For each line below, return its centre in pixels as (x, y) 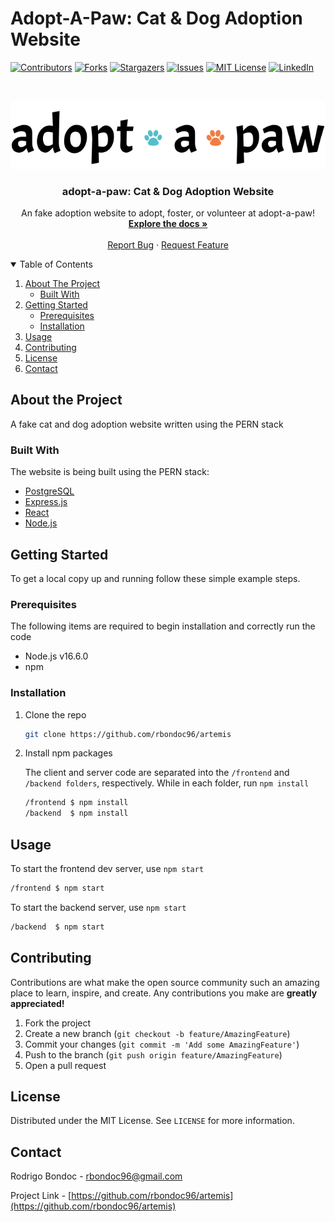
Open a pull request (65, 1065)
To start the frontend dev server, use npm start (107, 868)
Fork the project (58, 1023)
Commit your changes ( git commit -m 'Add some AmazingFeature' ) (162, 1044)
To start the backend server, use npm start (98, 907)
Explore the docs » (168, 223)
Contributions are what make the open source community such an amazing (165, 982)
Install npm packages (68, 753)
